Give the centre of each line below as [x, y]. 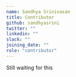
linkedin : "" [22, 34]
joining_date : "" [28, 45]
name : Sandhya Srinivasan [38, 12]
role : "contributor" [32, 51]
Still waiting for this [30, 67]
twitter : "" [21, 28]
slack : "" [18, 39]
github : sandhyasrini [33, 23]
